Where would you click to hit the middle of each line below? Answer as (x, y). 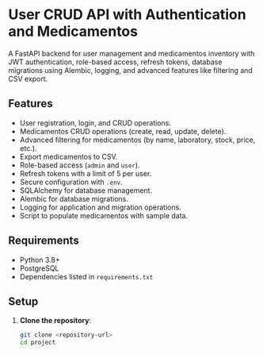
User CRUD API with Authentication (128, 15)
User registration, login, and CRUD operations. (95, 123)
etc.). (28, 148)
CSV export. (28, 79)
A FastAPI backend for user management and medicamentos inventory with (131, 53)
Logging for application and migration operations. (101, 207)
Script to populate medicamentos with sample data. (104, 215)
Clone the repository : (55, 321)
